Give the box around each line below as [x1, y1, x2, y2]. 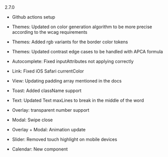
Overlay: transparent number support [12, 107, 90, 113]
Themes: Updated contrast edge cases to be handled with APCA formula [12, 49, 163, 54]
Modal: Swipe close [12, 117, 53, 123]
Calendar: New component [12, 146, 68, 152]
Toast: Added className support [12, 88, 81, 94]
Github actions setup [12, 14, 56, 20]
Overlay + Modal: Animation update [12, 127, 86, 132]
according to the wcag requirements [12, 29, 88, 35]
